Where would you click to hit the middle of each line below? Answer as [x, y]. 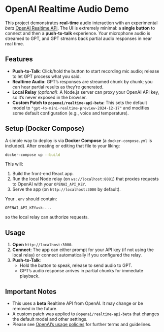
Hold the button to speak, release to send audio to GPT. [76, 265]
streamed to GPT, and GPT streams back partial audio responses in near [79, 38]
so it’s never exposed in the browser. [49, 97]
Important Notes [31, 291]
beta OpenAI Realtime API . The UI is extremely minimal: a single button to [80, 28]
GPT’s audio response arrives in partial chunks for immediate [82, 271]
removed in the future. [35, 309]
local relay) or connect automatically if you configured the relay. [77, 255]
